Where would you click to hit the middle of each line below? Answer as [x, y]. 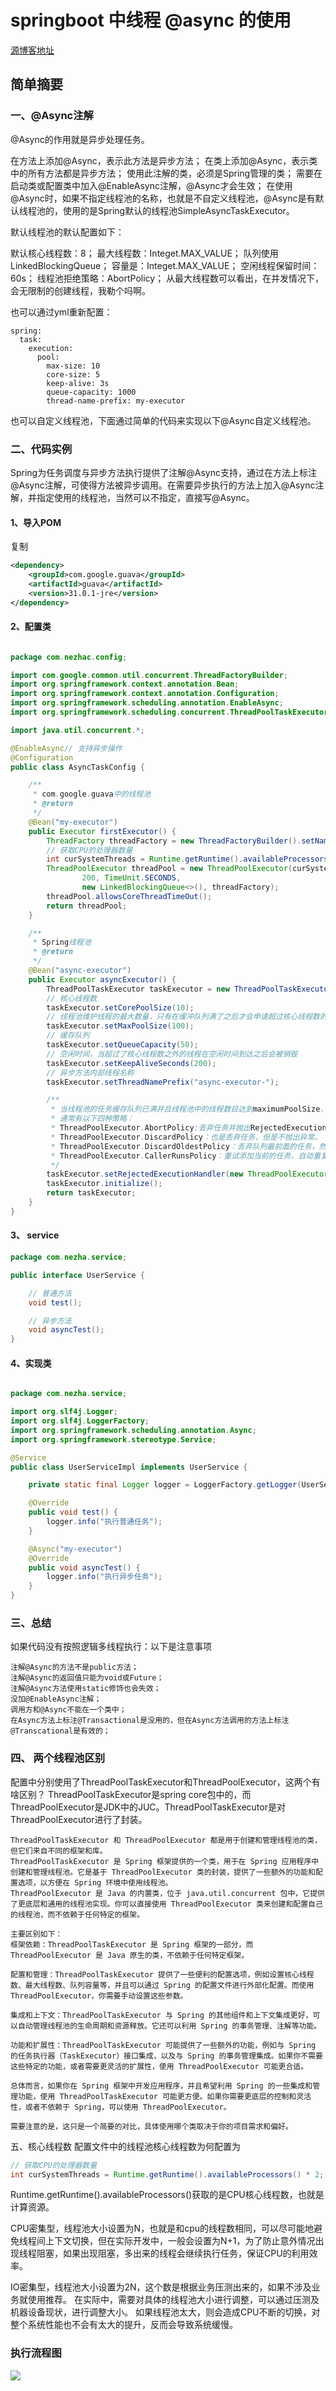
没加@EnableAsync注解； [56, 1699]
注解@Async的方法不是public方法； [74, 1667]
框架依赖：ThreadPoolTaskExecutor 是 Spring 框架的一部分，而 [132, 1944]
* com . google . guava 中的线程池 [92, 794]
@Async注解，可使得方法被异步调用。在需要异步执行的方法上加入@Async [163, 485]
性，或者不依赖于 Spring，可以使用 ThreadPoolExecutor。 [121, 2107]
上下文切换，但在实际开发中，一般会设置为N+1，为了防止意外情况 [180, 2241]
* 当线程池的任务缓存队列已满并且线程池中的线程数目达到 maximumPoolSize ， [189, 1109]
